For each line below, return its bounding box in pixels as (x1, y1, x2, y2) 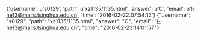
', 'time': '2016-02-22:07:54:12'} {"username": (77, 11, 191, 18)
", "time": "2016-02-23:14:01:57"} (77, 24, 159, 31)
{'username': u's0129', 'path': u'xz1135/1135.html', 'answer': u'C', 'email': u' (6, 5, 191, 12)
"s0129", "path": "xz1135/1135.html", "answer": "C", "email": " (6, 18, 158, 24)
